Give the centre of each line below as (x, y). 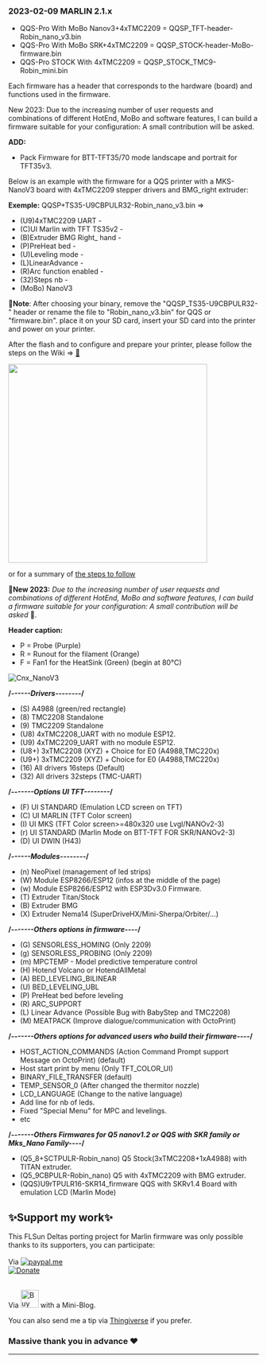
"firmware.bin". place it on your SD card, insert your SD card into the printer (132, 320)
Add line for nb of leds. (57, 1102)
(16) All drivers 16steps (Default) (72, 768)
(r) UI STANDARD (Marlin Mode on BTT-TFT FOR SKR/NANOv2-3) (128, 833)
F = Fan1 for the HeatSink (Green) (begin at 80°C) (101, 662)
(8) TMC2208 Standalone (62, 717)
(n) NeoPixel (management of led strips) (85, 872)
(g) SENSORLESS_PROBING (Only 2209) (86, 953)
